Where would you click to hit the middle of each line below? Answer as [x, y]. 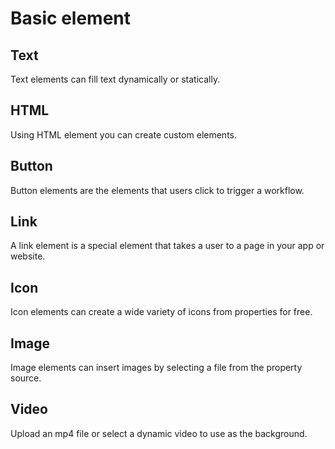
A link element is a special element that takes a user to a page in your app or [167, 246]
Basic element [71, 18]
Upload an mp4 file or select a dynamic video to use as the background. [159, 433]
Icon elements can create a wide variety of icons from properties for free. [161, 312]
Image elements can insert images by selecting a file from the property [156, 368]
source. [26, 378]
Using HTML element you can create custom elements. [123, 134]
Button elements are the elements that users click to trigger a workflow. [157, 190]
